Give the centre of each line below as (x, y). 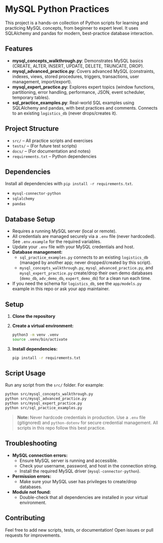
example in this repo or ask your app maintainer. (61, 289)
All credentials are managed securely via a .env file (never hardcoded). (84, 236)
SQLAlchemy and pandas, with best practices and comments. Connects (85, 108)
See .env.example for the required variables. (57, 242)
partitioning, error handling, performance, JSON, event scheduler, (79, 92)
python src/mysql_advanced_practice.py (46, 399)
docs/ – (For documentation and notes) (51, 151)
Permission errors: (32, 476)
